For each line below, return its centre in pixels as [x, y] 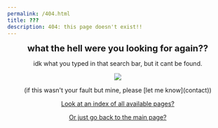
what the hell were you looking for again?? [118, 49]
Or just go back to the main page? [118, 118]
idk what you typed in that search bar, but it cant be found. [118, 64]
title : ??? [23, 20]
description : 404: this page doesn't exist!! [75, 27]
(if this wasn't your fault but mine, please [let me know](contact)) [118, 90]
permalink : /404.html [39, 14]
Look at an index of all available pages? [118, 104]
